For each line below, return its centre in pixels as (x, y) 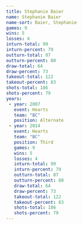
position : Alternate (39, 121)
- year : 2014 (25, 126)
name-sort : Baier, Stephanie (41, 22)
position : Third (34, 142)
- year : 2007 (25, 104)
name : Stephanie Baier (34, 17)
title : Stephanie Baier (35, 11)
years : (14, 98)
